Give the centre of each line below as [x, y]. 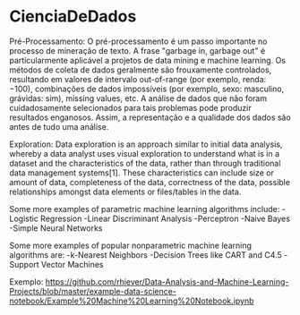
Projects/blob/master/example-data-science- [93, 291]
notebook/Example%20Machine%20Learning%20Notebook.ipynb [132, 301]
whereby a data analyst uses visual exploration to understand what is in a [145, 153]
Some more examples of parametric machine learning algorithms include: [145, 209]
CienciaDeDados [73, 17]
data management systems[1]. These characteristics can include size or [142, 173]
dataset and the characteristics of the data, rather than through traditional [145, 163]
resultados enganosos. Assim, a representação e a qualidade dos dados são [150, 117]
